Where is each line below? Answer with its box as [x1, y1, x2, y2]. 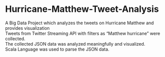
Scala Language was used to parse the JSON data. [5, 46, 109, 52]
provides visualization [5, 25, 50, 31]
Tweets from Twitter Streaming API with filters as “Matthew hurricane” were [5, 30, 161, 36]
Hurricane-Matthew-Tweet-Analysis [5, 3, 159, 15]
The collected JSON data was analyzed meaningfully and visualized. [5, 41, 146, 47]
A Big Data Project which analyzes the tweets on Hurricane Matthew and [5, 20, 154, 26]
